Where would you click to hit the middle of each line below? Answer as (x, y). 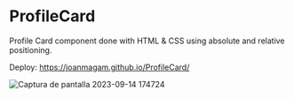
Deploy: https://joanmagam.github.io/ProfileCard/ (99, 67)
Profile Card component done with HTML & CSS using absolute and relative (147, 41)
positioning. (31, 49)
